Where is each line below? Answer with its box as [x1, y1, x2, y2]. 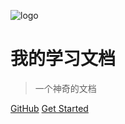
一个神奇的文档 [34, 82, 97, 94]
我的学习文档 [10, 48, 117, 70]
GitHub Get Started [10, 102, 89, 114]
